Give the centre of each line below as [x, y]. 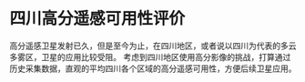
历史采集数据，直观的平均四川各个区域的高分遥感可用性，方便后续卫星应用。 [153, 68]
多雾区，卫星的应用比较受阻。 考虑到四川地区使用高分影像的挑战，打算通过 [150, 56]
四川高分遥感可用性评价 [97, 19]
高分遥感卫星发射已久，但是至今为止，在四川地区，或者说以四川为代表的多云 [153, 46]
